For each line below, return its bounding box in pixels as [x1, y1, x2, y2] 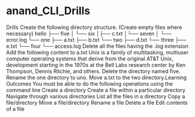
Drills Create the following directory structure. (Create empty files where [6, 24, 182, 31]
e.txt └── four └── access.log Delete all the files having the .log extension [6, 43, 189, 50]
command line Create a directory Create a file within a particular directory [6, 86, 186, 93]
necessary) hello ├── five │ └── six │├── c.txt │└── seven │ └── [6, 30, 172, 37]
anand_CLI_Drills [6, 4, 90, 18]
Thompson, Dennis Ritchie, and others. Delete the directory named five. [6, 67, 181, 74]
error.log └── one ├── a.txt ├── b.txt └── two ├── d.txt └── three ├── [6, 36, 187, 43]
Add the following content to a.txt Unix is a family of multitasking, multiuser [6, 48, 189, 56]
